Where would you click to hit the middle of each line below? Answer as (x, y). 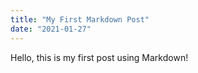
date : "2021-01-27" (51, 29)
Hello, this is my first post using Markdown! (99, 57)
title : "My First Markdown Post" (80, 19)
